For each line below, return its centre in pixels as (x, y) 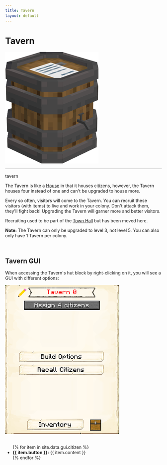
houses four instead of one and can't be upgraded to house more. (73, 191)
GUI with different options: (32, 278)
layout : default (22, 16)
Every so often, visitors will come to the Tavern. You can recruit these (76, 200)
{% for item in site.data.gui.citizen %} (51, 447)
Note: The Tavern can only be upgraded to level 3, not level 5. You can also (82, 230)
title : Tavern (20, 10)
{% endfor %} (27, 458)
